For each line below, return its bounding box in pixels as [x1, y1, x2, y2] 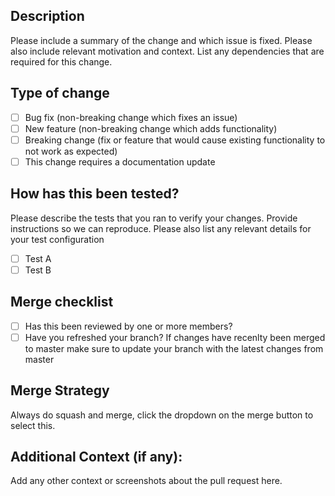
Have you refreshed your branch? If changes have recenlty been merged [24, 331, 326, 343]
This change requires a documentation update [24, 155, 216, 168]
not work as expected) [24, 145, 118, 157]
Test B [24, 264, 52, 276]
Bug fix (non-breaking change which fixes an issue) [24, 111, 238, 123]
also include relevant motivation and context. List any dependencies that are [10, 45, 325, 57]
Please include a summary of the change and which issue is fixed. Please [10, 34, 313, 46]
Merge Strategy [10, 382, 110, 399]
